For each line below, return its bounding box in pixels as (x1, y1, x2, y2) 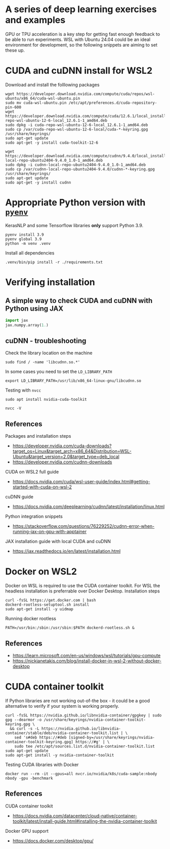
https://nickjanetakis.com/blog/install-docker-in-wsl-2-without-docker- (12, 658, 162, 664)
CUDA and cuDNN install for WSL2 (5, 65, 153, 76)
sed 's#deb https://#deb (14, 735, 67, 740)
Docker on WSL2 (5, 566, 77, 577)
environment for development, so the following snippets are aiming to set (5, 41, 158, 48)
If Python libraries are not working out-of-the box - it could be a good (5, 697, 150, 704)
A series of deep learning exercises (5, 4, 157, 15)
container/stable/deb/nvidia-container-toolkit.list (5, 730, 119, 736)
